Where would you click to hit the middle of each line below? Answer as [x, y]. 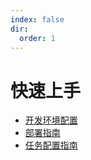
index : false [37, 19]
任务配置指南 [51, 145]
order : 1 [37, 38]
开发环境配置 [51, 120]
